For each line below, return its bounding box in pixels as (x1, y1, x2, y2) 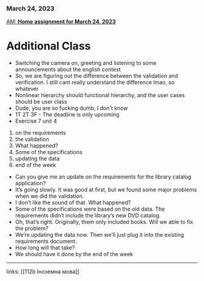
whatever (15, 85, 39, 92)
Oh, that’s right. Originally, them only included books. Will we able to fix (15, 218, 194, 226)
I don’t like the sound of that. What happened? (15, 199, 131, 206)
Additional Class (6, 39, 91, 53)
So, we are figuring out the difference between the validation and (15, 72, 178, 80)
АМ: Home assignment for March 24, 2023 (6, 18, 117, 25)
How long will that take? (15, 244, 75, 251)
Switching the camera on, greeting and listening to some (15, 59, 157, 67)
